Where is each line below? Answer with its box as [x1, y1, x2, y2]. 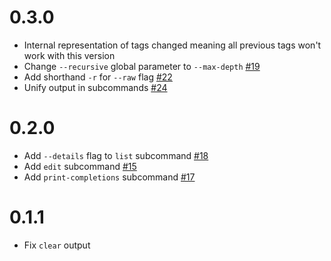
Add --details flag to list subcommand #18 [23, 149, 209, 161]
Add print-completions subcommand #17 [23, 171, 196, 183]
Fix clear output [23, 239, 91, 251]
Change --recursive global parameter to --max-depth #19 [23, 60, 261, 72]
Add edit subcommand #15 [23, 160, 137, 172]
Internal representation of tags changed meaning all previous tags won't [23, 39, 322, 51]
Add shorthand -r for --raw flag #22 [23, 71, 173, 83]
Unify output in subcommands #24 [23, 81, 168, 93]
